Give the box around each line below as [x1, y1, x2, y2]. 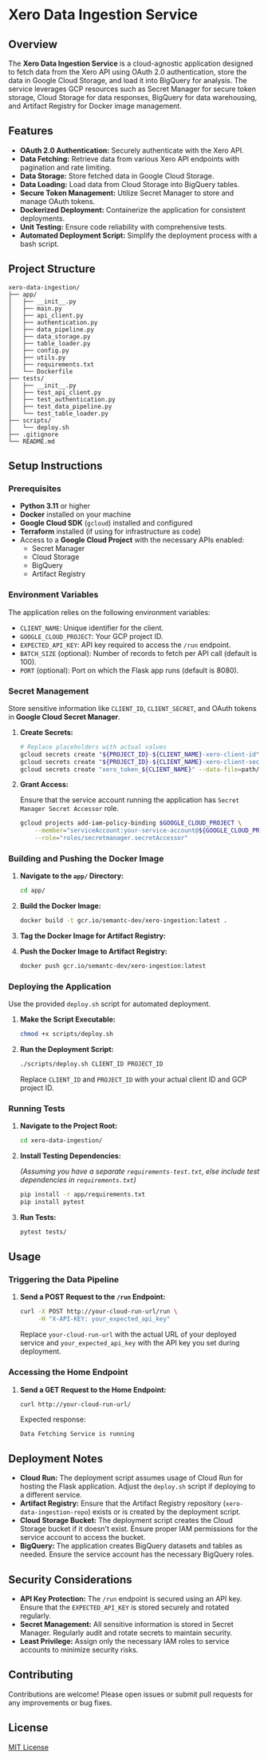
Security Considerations [8, 1573, 133, 1586]
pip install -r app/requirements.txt [19, 1190, 146, 1199]
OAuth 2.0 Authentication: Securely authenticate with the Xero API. [19, 146, 245, 155]
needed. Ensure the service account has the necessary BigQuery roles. [19, 1549, 254, 1559]
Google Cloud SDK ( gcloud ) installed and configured [19, 518, 193, 528]
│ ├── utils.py [8, 354, 66, 362]
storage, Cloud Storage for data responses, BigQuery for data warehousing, [8, 93, 258, 102]
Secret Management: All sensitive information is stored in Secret [19, 1620, 234, 1629]
